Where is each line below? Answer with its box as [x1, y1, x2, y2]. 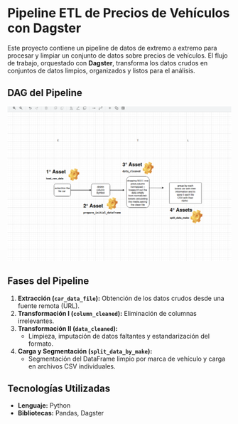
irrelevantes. [17, 317, 55, 325]
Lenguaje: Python [17, 401, 71, 410]
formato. [28, 339, 54, 348]
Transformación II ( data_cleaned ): [17, 324, 119, 332]
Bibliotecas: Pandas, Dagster [17, 409, 104, 418]
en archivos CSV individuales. [28, 361, 116, 371]
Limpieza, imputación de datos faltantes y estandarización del [28, 332, 210, 340]
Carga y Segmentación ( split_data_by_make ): [17, 346, 153, 355]
